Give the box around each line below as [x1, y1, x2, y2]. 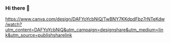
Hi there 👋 [5, 5, 30, 12]
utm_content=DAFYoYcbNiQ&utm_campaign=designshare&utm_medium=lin [5, 27, 163, 33]
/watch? [5, 21, 22, 27]
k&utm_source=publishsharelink [5, 32, 73, 38]
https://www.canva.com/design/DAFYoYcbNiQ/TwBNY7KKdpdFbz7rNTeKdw [5, 16, 165, 22]
